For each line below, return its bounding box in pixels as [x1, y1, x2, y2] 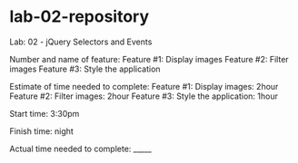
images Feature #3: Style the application [9, 63, 161, 74]
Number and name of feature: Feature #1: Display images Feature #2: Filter [9, 53, 289, 64]
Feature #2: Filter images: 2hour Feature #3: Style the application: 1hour [9, 91, 279, 101]
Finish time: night [9, 125, 74, 137]
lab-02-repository [9, 6, 150, 27]
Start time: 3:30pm [9, 108, 80, 119]
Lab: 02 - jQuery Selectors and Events [9, 36, 153, 47]
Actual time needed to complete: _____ [9, 143, 152, 154]
